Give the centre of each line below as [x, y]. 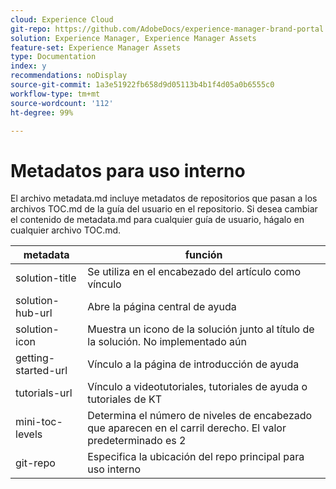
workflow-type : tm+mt [55, 94]
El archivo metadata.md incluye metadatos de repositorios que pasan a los [164, 198]
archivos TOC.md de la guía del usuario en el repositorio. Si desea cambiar [164, 209]
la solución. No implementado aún [167, 342]
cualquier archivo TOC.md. [66, 230]
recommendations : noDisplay [69, 76]
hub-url [34, 313]
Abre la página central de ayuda [162, 307]
